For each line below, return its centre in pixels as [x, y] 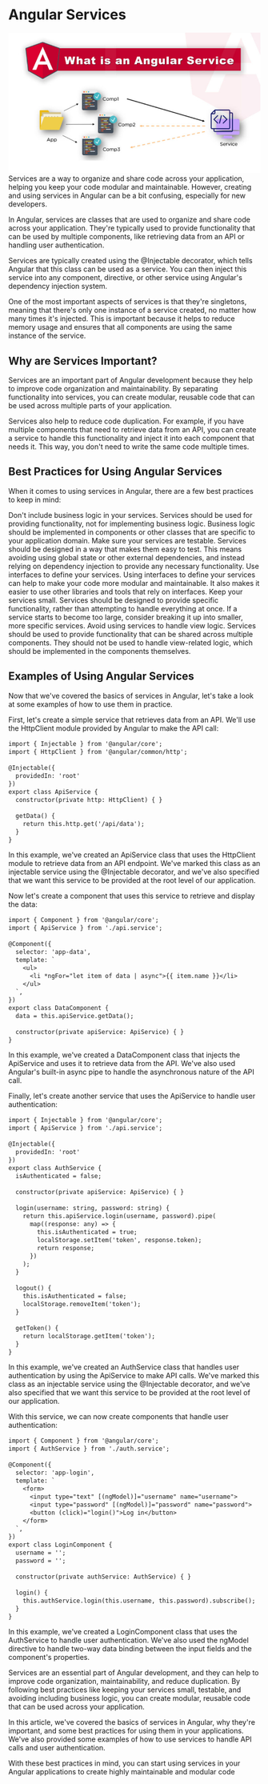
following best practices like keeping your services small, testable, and [125, 1690]
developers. [28, 204]
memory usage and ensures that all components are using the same [120, 327]
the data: [23, 904]
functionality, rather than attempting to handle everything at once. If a [123, 608]
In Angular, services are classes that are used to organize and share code [129, 220]
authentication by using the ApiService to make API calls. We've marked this [134, 1375]
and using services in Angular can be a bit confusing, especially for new [127, 196]
